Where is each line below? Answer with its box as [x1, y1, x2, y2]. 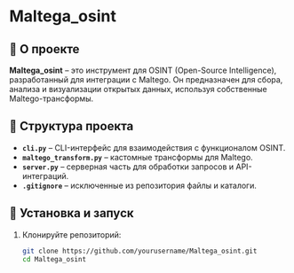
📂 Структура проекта [9, 119, 134, 134]
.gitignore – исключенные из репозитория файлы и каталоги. [21, 180, 258, 191]
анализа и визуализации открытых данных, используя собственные [9, 84, 268, 94]
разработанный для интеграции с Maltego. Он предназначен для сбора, [9, 74, 283, 85]
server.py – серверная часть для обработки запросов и [21, 161, 234, 172]
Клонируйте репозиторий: [21, 229, 122, 240]
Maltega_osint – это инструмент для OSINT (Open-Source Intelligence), [9, 65, 277, 75]
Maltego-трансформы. [9, 93, 94, 104]
